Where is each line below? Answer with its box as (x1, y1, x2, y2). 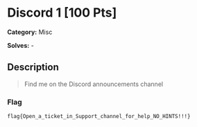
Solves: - (7, 41, 35, 49)
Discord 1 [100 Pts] (7, 5, 117, 21)
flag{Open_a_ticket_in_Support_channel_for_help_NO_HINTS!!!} (7, 113, 191, 120)
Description (7, 61, 59, 74)
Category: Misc (7, 28, 53, 36)
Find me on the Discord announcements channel (24, 80, 164, 88)
